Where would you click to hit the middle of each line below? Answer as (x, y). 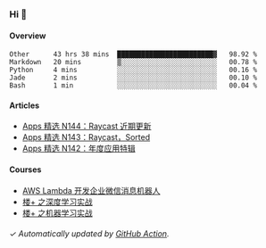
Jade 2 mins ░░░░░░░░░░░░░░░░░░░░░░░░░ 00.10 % (133, 78)
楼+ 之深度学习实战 (57, 202)
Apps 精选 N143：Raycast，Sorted (86, 137)
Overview (28, 36)
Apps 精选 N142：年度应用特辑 (79, 149)
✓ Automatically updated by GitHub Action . (89, 234)
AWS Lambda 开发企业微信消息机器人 (91, 190)
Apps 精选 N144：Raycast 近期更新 (87, 126)
